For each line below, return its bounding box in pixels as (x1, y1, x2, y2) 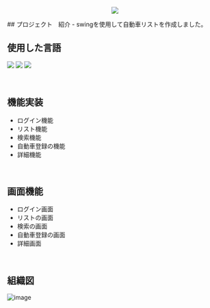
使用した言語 (7, 42, 62, 54)
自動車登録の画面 (16, 230, 66, 239)
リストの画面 (16, 213, 53, 222)
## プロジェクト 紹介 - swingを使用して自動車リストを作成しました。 (7, 21, 207, 28)
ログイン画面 (16, 205, 53, 213)
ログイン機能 (16, 116, 53, 124)
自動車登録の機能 (16, 141, 66, 150)
